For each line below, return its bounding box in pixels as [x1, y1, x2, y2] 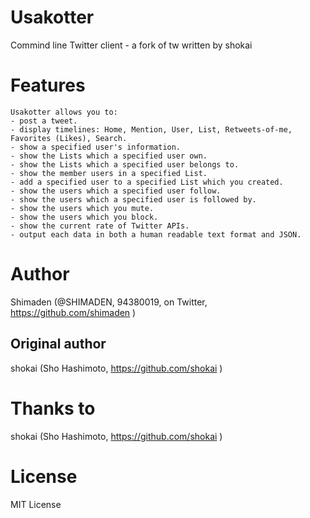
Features [10, 74, 86, 97]
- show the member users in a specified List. [10, 168, 208, 178]
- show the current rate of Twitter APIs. [10, 221, 190, 231]
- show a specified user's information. [10, 142, 182, 152]
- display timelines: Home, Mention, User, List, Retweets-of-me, [10, 124, 293, 135]
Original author [10, 336, 107, 353]
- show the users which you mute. [10, 203, 155, 213]
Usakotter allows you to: [10, 107, 118, 117]
